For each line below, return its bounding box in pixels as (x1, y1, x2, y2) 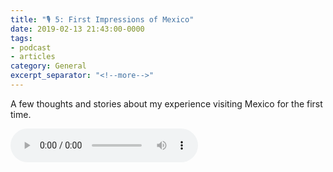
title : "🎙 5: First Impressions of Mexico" (10, 14, 195, 25)
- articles (10, 52, 56, 62)
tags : (10, 33, 33, 43)
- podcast (10, 42, 52, 53)
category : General (10, 61, 87, 71)
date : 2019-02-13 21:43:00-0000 (10, 24, 145, 34)
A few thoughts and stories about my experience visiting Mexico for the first (10, 97, 323, 110)
